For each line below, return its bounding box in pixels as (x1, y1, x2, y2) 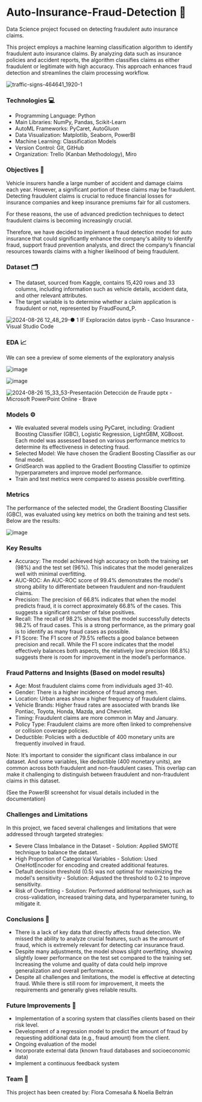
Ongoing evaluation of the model (14, 1041, 96, 1048)
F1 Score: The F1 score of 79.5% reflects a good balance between (14, 634, 179, 641)
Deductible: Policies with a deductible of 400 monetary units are (14, 734, 175, 741)
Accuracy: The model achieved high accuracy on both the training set (14, 558, 189, 565)
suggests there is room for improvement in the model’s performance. (14, 653, 186, 661)
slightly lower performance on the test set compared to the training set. (14, 954, 192, 961)
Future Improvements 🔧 (6, 1001, 77, 1009)
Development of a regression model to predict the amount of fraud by (14, 1028, 188, 1035)
